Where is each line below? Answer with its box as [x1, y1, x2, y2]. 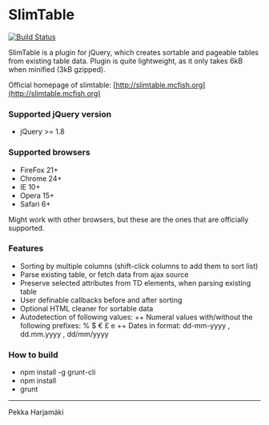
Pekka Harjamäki [8, 407, 64, 417]
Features [8, 243, 44, 254]
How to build [8, 349, 58, 360]
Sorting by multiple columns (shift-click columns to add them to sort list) [19, 261, 259, 271]
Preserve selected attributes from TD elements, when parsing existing [19, 278, 251, 287]
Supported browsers [8, 146, 90, 158]
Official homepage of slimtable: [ [8, 80, 116, 90]
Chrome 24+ [19, 174, 62, 183]
